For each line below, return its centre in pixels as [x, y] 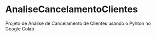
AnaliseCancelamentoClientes [72, 9]
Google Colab [20, 28]
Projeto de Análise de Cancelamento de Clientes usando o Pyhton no [78, 23]
